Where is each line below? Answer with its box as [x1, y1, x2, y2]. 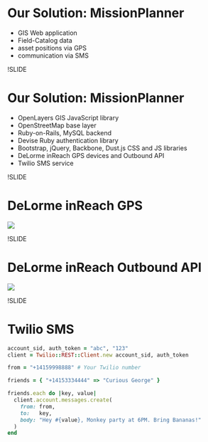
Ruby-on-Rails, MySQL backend [17, 128, 112, 137]
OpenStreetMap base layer [17, 121, 97, 130]
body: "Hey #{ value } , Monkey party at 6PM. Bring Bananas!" [20, 416, 202, 423]
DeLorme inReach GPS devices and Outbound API [17, 151, 165, 159]
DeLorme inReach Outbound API [7, 260, 202, 275]
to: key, [20, 409, 53, 417]
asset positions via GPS [17, 43, 87, 52]
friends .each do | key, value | [7, 390, 97, 397]
